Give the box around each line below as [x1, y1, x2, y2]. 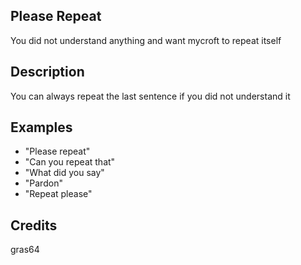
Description [10, 64, 85, 81]
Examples [10, 119, 73, 136]
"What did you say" [24, 167, 105, 179]
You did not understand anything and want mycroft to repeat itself [10, 34, 282, 46]
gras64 [10, 244, 40, 256]
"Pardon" [24, 177, 63, 189]
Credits [10, 217, 58, 234]
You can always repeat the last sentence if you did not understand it [10, 90, 291, 102]
